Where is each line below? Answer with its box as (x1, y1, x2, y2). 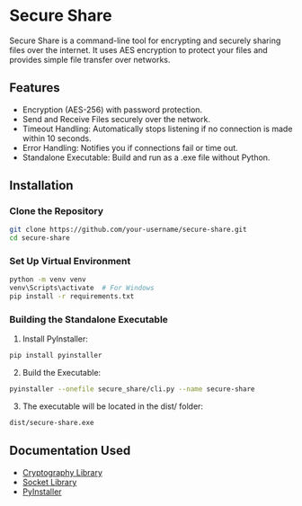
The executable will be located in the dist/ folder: (22, 401, 204, 412)
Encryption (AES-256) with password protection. (22, 104, 203, 115)
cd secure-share (9, 234, 70, 243)
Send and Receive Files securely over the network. (22, 113, 211, 124)
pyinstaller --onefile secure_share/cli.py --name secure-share (9, 385, 255, 394)
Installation (9, 178, 74, 193)
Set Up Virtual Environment (9, 255, 131, 268)
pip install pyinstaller (9, 351, 102, 360)
